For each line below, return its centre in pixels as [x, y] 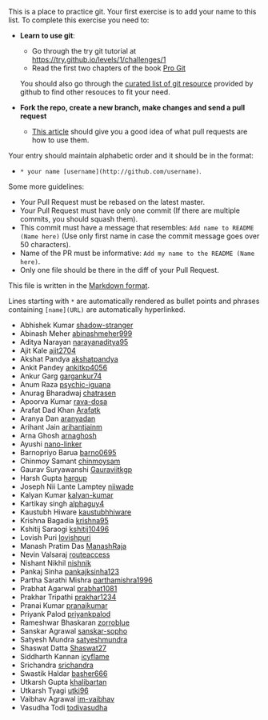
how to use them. [60, 140]
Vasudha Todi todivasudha [64, 708]
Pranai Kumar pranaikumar [64, 606]
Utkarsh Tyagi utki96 [54, 690]
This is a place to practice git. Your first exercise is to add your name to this [132, 12]
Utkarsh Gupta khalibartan [63, 682]
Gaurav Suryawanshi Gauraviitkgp [76, 470]
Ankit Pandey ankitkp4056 [64, 368]
